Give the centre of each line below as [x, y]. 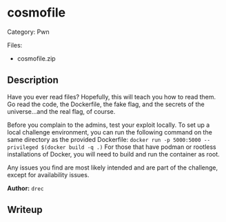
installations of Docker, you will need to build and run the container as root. [114, 154]
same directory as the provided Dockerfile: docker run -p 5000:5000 [104, 139]
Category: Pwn [28, 32]
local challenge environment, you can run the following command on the [110, 132]
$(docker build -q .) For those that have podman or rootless [129, 147]
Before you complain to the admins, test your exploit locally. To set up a [109, 125]
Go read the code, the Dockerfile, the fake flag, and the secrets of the [106, 104]
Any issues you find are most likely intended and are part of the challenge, [113, 168]
